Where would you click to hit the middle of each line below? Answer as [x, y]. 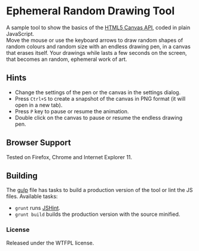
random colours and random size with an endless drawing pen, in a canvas [99, 47]
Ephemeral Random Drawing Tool [91, 11]
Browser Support [39, 143]
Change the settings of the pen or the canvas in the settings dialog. [98, 92]
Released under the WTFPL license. [50, 243]
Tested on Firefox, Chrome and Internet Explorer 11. [69, 157]
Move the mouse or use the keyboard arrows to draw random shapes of [95, 40]
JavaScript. [20, 33]
